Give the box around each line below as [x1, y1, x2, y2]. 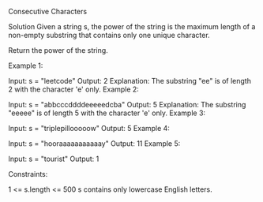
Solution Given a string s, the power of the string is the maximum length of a [8, 22, 256, 31]
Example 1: [8, 61, 43, 70]
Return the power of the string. [8, 46, 108, 54]
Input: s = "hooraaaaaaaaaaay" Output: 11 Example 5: [8, 139, 181, 148]
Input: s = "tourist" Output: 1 [8, 154, 100, 163]
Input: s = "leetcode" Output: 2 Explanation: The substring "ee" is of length [8, 77, 251, 85]
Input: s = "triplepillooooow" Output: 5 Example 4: [8, 124, 170, 133]
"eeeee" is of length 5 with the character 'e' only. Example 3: [8, 108, 206, 118]
